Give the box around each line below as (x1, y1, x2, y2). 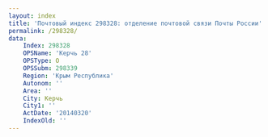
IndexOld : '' (23, 117, 67, 125)
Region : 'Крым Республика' (23, 72, 114, 80)
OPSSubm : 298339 (23, 64, 79, 73)
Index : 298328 (23, 42, 70, 50)
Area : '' (23, 86, 53, 95)
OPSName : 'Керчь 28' (23, 49, 92, 57)
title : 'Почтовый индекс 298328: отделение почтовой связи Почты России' (8, 19, 263, 27)
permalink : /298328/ (8, 27, 79, 35)
